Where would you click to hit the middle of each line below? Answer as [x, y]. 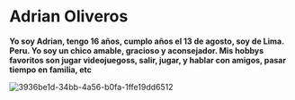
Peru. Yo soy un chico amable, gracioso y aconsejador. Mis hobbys [137, 50]
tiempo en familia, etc [50, 70]
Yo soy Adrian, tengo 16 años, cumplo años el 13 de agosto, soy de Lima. [147, 41]
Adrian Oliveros [69, 17]
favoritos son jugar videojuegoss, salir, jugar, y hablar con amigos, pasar [147, 60]
